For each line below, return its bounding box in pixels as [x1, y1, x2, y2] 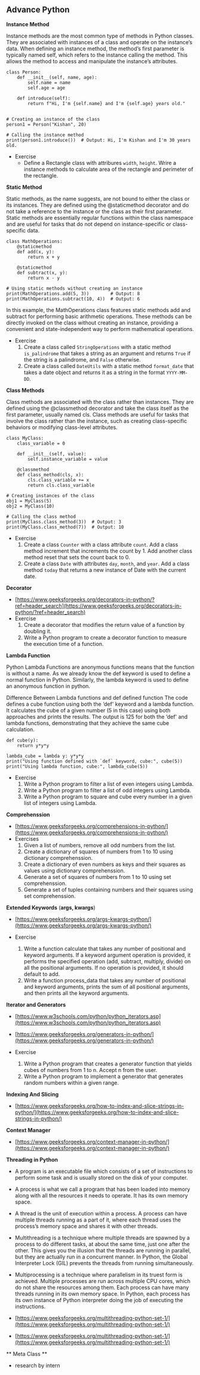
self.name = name [27, 79, 70, 85]
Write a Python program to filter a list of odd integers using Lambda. [23, 786, 192, 794]
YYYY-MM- [166, 370, 188, 376]
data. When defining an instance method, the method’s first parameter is [6, 45, 184, 52]
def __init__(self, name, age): [17, 74, 97, 80]
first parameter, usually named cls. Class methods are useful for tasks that [6, 411, 189, 418]
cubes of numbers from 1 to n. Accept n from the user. [23, 1066, 158, 1073]
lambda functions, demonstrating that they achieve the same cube [6, 719, 170, 727]
